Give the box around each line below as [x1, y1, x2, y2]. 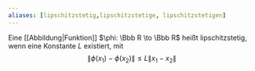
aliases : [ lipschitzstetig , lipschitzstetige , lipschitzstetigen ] [8, 11, 226, 20]
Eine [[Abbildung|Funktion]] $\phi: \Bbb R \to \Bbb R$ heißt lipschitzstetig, [8, 33, 247, 42]
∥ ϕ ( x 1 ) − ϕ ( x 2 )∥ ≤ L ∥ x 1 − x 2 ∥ [87, 53, 177, 65]
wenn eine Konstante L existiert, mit [8, 41, 124, 51]
